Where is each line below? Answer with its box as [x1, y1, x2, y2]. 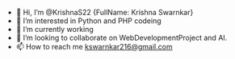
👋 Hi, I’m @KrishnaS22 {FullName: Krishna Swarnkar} [15, 8, 194, 17]
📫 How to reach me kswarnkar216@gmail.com [15, 42, 173, 51]
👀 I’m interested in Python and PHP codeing [15, 16, 162, 26]
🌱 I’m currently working [15, 25, 94, 33]
